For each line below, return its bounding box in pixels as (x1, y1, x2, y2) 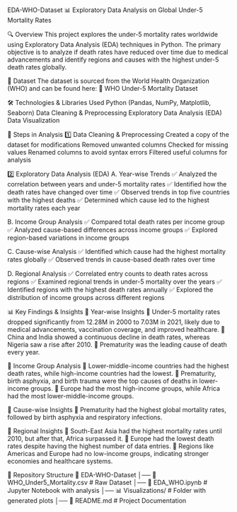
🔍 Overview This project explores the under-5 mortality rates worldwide (7, 30, 218, 38)
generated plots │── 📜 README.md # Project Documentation (7, 496, 187, 505)
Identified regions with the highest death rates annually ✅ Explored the (7, 286, 214, 294)
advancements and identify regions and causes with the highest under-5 (7, 55, 219, 64)
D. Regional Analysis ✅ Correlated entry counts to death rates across (7, 269, 209, 278)
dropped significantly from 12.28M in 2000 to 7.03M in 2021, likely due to (7, 318, 221, 326)
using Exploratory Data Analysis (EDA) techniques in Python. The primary (7, 40, 221, 48)
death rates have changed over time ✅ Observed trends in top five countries (7, 188, 230, 196)
